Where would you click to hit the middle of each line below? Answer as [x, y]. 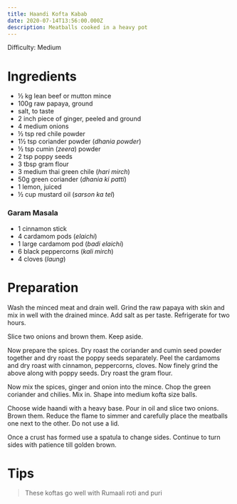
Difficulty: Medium [35, 48]
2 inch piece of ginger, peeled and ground [79, 119]
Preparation [43, 288]
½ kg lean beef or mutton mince [64, 96]
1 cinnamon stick [42, 228]
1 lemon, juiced [39, 187]
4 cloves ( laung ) [42, 259]
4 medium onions [43, 126]
